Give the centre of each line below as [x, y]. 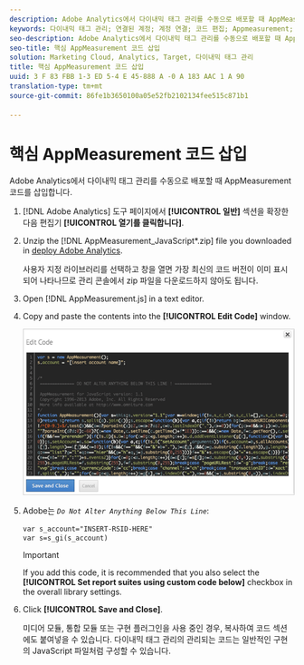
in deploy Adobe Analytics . [73, 250]
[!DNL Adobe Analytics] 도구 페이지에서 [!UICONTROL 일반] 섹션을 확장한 [156, 211]
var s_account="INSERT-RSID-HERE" [87, 529]
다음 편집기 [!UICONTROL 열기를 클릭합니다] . [103, 223]
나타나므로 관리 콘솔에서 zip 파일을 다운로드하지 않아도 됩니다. [149, 280]
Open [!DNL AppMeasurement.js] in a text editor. [114, 298]
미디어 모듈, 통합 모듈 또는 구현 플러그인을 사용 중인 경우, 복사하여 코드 [147, 628]
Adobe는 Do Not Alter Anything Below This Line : [116, 510]
